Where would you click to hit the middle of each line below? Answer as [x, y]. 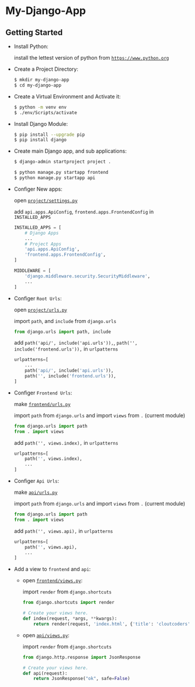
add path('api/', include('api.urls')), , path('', [76, 343]
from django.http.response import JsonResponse [81, 657]
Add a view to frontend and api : [52, 569]
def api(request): [45, 673]
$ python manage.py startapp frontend [61, 173]
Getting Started [34, 32]
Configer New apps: [38, 189]
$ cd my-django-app [38, 85]
